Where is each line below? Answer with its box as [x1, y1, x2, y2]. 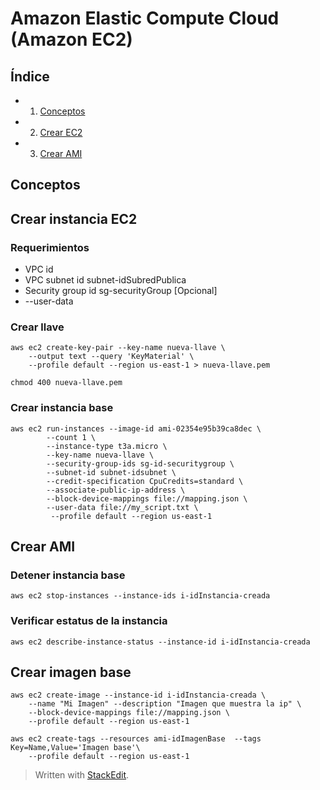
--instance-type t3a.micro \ [46, 441, 168, 451]
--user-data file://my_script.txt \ [46, 502, 199, 512]
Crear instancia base [10, 401, 114, 415]
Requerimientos [10, 240, 90, 254]
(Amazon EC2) [10, 28, 133, 51]
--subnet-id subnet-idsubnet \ [46, 467, 177, 477]
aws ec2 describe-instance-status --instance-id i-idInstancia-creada [10, 637, 311, 647]
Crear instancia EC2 [10, 210, 138, 227]
